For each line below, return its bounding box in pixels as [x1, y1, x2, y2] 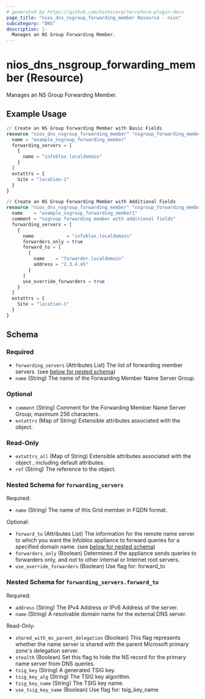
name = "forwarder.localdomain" [33, 256, 124, 262]
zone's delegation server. [15, 646, 79, 654]
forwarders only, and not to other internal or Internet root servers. [15, 556, 180, 563]
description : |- [6, 26, 48, 32]
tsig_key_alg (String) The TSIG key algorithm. [15, 673, 131, 680]
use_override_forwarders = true [22, 278, 105, 284]
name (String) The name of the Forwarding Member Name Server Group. [15, 374, 195, 382]
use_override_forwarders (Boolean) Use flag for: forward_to [15, 563, 166, 570]
